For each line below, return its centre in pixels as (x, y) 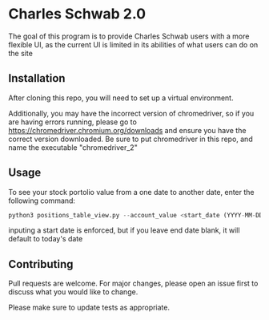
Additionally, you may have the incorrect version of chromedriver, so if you (131, 113)
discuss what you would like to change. (73, 292)
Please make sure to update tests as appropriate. (89, 308)
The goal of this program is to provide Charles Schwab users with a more (129, 36)
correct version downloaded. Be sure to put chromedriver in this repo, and (131, 139)
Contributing (41, 264)
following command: (42, 201)
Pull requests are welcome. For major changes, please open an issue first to (133, 284)
